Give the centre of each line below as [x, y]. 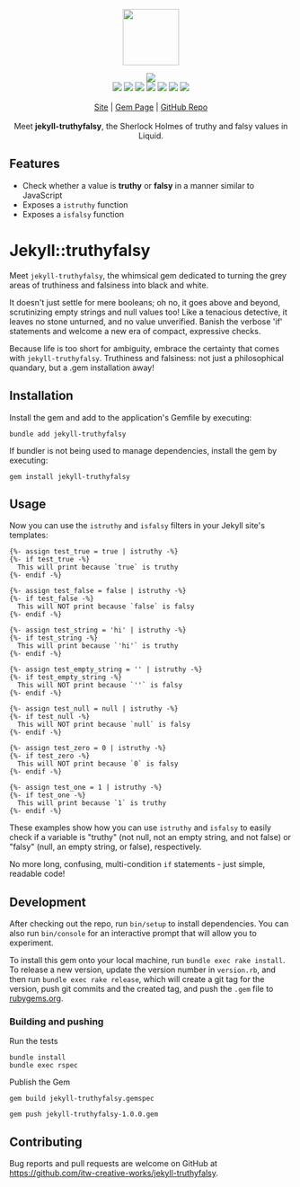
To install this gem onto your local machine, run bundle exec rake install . [147, 961]
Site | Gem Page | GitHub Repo [151, 107]
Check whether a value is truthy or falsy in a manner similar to [138, 185]
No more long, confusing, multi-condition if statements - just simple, [137, 864]
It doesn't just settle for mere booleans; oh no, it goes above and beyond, [145, 302]
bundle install [38, 1058]
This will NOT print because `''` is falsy [100, 686]
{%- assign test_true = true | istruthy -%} [94, 552]
